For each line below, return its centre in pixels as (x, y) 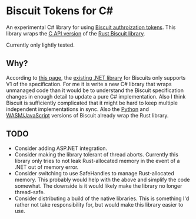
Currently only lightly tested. (40, 45)
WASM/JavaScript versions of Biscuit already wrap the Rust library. (87, 115)
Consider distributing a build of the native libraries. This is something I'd (102, 198)
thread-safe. (30, 192)
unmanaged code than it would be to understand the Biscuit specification (95, 90)
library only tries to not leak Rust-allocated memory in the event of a (97, 161)
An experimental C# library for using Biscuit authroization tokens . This (91, 27)
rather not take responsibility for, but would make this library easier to (99, 204)
